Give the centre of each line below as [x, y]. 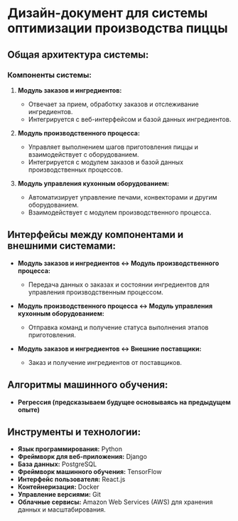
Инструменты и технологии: [74, 432]
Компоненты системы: [50, 75]
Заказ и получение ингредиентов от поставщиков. [105, 362]
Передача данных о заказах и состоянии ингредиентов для [119, 284]
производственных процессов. [75, 170]
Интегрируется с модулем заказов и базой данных [106, 162]
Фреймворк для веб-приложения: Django [82, 457]
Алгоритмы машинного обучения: [88, 385]
